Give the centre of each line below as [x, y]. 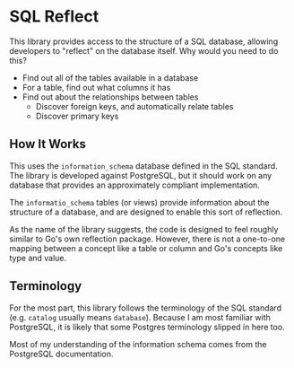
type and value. [38, 258]
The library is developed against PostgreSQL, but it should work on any [141, 175]
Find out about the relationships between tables [110, 97]
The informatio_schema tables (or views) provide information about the [139, 202]
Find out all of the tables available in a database [110, 77]
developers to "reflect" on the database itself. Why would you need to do [144, 50]
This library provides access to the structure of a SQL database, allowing [144, 41]
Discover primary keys [77, 116]
